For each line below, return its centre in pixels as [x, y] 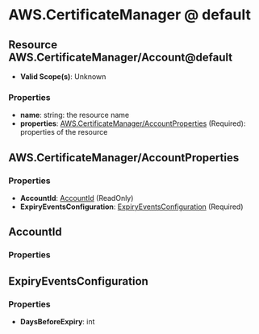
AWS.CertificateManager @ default [130, 15]
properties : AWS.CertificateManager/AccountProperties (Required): [133, 123]
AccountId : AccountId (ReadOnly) [77, 198]
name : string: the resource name [75, 115]
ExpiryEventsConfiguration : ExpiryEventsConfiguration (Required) [132, 207]
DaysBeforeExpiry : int [57, 321]
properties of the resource [64, 132]
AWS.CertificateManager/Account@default [120, 57]
